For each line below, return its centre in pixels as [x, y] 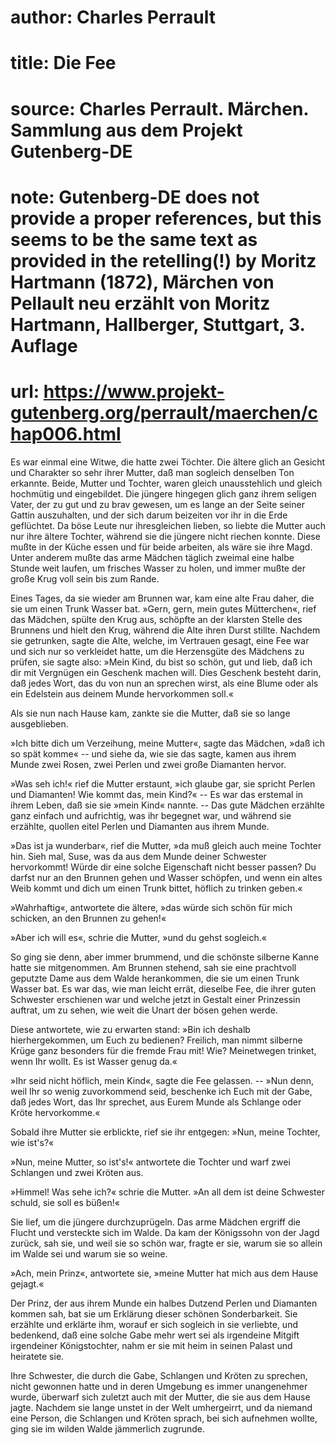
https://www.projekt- [134, 391]
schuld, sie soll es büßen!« [65, 1202]
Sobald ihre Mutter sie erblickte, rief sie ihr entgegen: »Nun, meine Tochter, [165, 1132]
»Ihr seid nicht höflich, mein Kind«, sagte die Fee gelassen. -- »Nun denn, [162, 1080]
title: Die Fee [63, 63]
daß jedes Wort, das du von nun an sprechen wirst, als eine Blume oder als [164, 683]
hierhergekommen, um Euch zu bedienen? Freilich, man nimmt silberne [156, 1040]
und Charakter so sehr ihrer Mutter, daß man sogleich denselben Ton [152, 472]
